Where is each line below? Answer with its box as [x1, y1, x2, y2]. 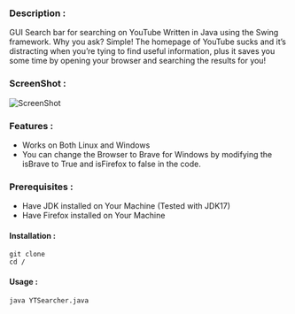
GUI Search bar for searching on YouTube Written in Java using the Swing [9, 27, 279, 38]
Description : [9, 7, 66, 19]
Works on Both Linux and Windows [21, 140, 151, 150]
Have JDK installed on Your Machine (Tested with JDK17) [21, 201, 231, 211]
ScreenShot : [9, 78, 66, 90]
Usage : [9, 276, 38, 287]
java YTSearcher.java [9, 295, 89, 305]
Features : [9, 119, 54, 132]
